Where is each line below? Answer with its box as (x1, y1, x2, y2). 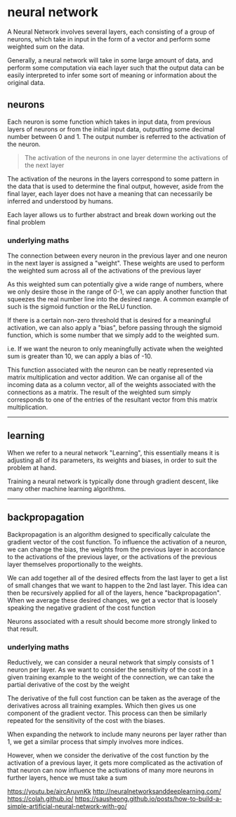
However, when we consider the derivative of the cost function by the (7, 751, 209, 759)
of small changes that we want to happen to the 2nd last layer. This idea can (7, 581, 228, 589)
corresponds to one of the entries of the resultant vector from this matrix (7, 396, 218, 404)
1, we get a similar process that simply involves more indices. (7, 737, 184, 745)
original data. (7, 78, 46, 86)
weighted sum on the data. (7, 42, 85, 51)
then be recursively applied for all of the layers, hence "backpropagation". (7, 588, 221, 597)
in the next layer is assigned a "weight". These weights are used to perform (7, 259, 225, 268)
